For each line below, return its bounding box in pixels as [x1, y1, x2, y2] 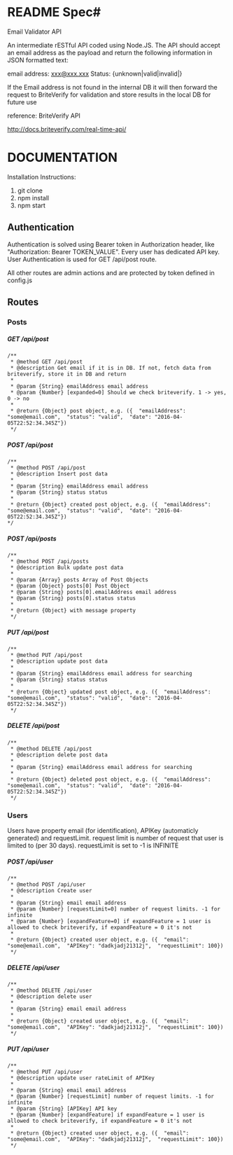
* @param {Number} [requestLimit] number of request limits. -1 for [10, 1093, 215, 1100]
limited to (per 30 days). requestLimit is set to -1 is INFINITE [7, 841, 179, 850]
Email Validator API [7, 27, 62, 36]
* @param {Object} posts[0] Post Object [10, 582, 130, 589]
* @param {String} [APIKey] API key [10, 1105, 118, 1112]
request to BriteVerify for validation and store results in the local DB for [7, 90, 211, 99]
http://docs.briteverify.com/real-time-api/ [7, 125, 127, 133]
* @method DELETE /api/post [10, 745, 92, 752]
